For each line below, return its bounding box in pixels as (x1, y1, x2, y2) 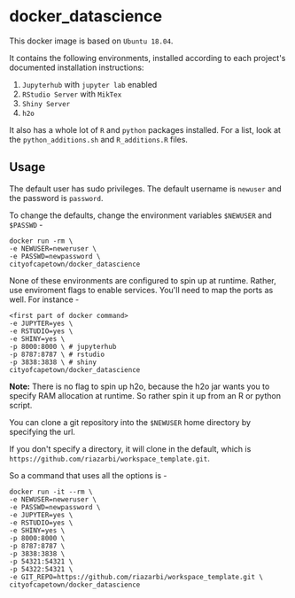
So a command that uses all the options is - (9, 470, 167, 480)
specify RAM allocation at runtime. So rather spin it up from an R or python (9, 390, 282, 400)
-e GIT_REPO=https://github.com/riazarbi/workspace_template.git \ (9, 572, 264, 581)
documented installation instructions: (9, 62, 144, 73)
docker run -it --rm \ (9, 487, 93, 496)
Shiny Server (21, 99, 71, 108)
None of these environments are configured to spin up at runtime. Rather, (9, 275, 276, 285)
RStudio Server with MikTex (21, 89, 122, 99)
